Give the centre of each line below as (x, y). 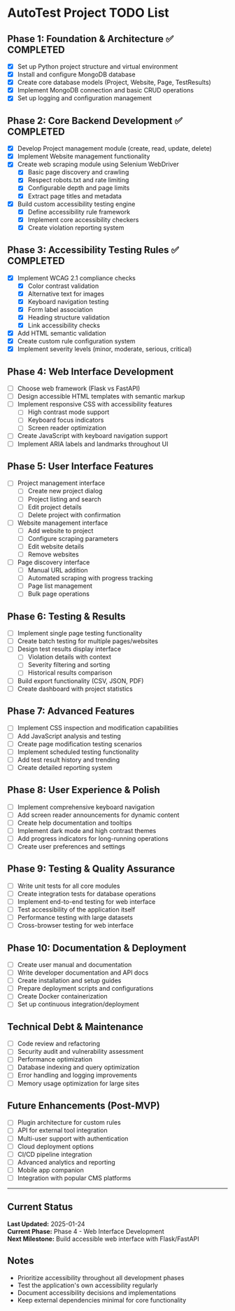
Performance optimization (55, 1059)
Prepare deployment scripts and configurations (85, 989)
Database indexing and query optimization (78, 1067)
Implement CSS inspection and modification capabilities (98, 728)
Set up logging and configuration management (85, 98)
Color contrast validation (63, 286)
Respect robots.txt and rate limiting (78, 180)
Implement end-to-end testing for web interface (86, 901)
